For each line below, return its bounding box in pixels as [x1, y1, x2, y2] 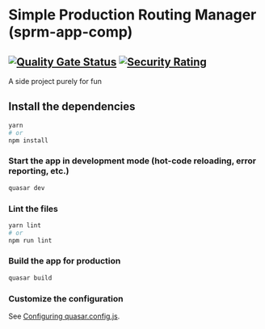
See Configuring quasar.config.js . [8, 311, 120, 321]
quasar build [8, 273, 53, 282]
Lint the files [8, 203, 58, 214]
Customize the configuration [8, 293, 124, 304]
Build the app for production [8, 255, 121, 267]
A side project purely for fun [8, 77, 103, 86]
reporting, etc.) [8, 166, 69, 177]
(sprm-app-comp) [8, 23, 133, 41]
